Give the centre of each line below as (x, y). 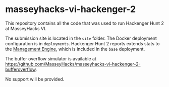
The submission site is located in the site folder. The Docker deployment (81, 38)
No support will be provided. (35, 79)
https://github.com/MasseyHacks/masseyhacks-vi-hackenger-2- (73, 64)
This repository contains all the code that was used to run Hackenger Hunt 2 (84, 23)
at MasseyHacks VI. (26, 28)
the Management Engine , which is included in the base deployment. (75, 49)
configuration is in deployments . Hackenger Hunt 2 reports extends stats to (82, 43)
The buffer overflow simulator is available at (51, 58)
